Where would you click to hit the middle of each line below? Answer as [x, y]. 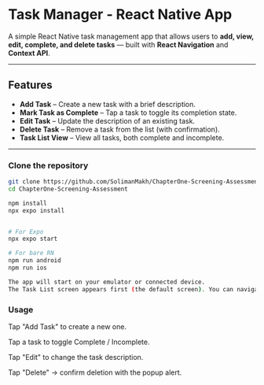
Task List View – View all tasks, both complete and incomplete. [122, 137]
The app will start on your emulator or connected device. [107, 282]
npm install [27, 203]
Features [30, 85]
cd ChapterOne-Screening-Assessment [68, 189]
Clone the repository [48, 165]
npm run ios [27, 268]
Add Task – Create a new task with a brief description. [108, 104]
